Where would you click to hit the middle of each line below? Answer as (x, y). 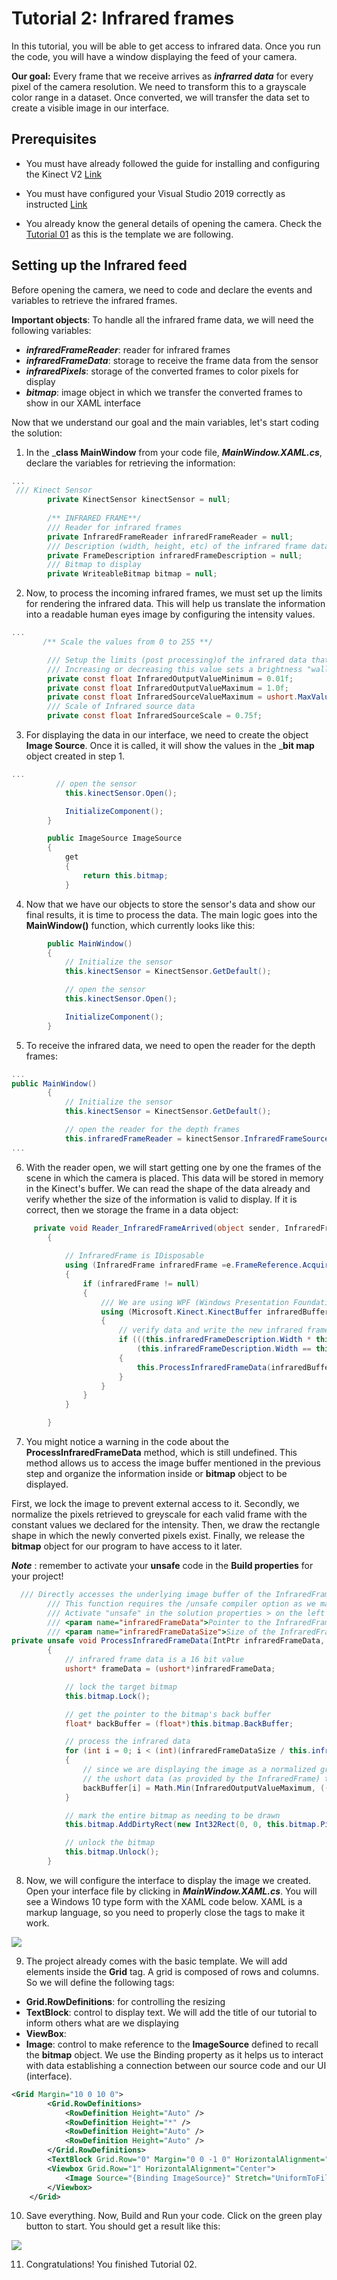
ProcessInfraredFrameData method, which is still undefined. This (161, 1453)
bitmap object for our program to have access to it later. (127, 1546)
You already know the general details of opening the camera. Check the (174, 223)
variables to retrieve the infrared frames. (94, 300)
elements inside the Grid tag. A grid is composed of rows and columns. (172, 1971)
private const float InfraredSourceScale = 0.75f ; (155, 716)
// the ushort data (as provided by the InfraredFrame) (201, 1778)
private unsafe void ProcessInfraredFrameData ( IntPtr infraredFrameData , (168, 1641)
